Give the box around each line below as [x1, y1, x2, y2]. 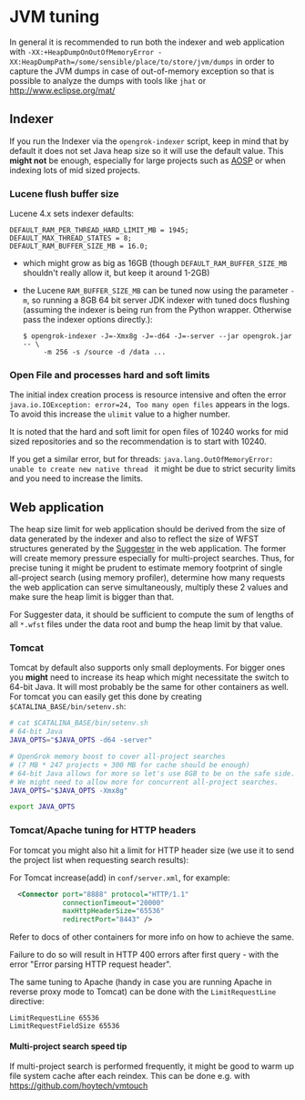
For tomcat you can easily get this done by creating [9, 691, 202, 703]
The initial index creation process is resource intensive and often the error [9, 389, 287, 400]
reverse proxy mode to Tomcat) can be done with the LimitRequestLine [9, 986, 277, 997]
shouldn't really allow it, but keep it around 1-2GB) [22, 267, 210, 279]
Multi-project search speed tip [9, 1041, 127, 1052]
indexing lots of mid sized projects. [9, 164, 141, 175]
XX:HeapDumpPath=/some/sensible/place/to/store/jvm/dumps [9, 57, 234, 67]
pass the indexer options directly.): [22, 314, 153, 325]
